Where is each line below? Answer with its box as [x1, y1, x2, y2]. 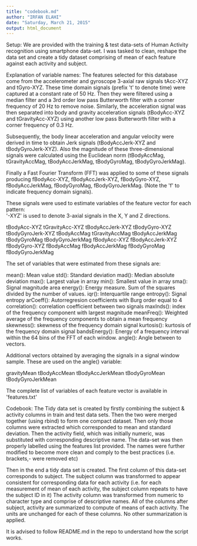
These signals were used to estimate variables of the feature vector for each [6, 200, 191, 207]
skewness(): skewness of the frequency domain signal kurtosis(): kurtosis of [6, 322, 191, 329]
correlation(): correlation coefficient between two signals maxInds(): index [6, 303, 186, 310]
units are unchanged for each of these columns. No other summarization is [6, 511, 188, 518]
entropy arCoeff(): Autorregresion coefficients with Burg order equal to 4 [6, 297, 182, 304]
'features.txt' [6, 393, 37, 401]
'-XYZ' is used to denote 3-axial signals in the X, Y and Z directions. [6, 212, 171, 219]
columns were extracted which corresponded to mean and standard [6, 424, 171, 431]
